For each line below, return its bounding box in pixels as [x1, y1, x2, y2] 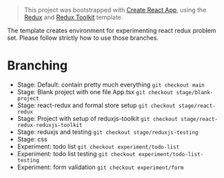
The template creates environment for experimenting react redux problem [7, 27, 216, 34]
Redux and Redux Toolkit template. [23, 13, 123, 21]
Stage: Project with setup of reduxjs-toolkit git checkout [17, 114, 178, 122]
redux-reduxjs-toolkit [17, 122, 83, 129]
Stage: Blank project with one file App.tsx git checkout [17, 87, 174, 96]
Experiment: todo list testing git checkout [17, 149, 136, 157]
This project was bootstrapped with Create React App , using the [23, 6, 207, 14]
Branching [7, 58, 68, 74]
